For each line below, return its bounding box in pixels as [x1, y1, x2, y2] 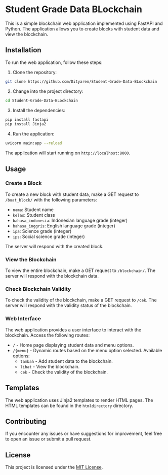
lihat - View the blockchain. [20, 363, 80, 369]
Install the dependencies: [12, 107, 66, 113]
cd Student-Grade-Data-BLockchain [5, 98, 78, 103]
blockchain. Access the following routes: [5, 332, 90, 338]
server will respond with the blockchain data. [5, 273, 99, 279]
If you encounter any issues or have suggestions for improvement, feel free [5, 430, 162, 437]
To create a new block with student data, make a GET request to [5, 191, 139, 197]
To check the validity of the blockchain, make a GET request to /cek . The [5, 297, 157, 303]
